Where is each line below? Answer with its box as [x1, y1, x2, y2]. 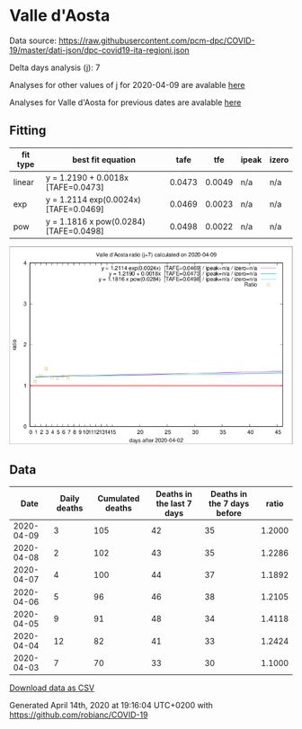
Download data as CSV [9, 682, 95, 693]
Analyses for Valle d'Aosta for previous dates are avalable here [9, 96, 242, 108]
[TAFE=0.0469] [45, 203, 105, 214]
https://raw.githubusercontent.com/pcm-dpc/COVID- [58, 35, 256, 46]
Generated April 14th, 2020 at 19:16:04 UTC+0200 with [9, 699, 214, 710]
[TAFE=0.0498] [45, 226, 105, 236]
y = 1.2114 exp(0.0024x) [45, 194, 142, 205]
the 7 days [208, 498, 250, 509]
